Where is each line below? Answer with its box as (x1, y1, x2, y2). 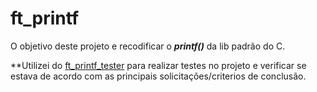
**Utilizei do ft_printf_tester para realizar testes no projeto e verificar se (10, 59, 307, 71)
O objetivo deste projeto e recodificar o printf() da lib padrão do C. (10, 40, 286, 52)
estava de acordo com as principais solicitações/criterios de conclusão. (10, 70, 307, 82)
